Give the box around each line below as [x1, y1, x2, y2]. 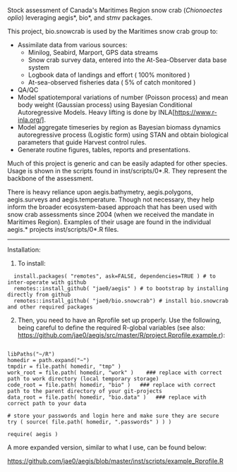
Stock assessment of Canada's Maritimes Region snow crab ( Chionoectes [7, 6, 223, 14]
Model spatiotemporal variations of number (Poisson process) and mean [17, 93, 229, 101]
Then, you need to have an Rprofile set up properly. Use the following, [17, 316, 221, 324]
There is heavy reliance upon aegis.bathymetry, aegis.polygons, [7, 188, 194, 196]
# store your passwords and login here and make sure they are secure [7, 412, 219, 419]
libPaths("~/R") [7, 351, 55, 358]
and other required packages [7, 304, 93, 311]
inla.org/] [17, 116, 44, 124]
